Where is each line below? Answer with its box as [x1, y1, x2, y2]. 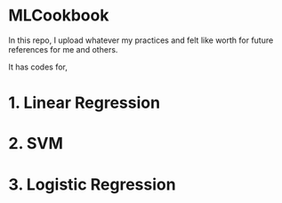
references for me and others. [8, 44, 118, 54]
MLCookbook [8, 5, 109, 26]
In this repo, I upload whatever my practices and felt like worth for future [8, 35, 274, 45]
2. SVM [8, 134, 64, 154]
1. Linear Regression [8, 93, 161, 113]
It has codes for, [8, 61, 68, 72]
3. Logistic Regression [8, 175, 176, 194]
